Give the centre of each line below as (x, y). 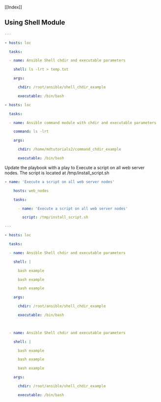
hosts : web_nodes (31, 191)
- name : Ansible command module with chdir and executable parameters (83, 123)
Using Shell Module (35, 22)
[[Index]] (13, 7)
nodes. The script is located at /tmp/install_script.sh (57, 173)
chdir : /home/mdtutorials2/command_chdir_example (69, 150)
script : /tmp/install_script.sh (55, 217)
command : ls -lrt (31, 132)
